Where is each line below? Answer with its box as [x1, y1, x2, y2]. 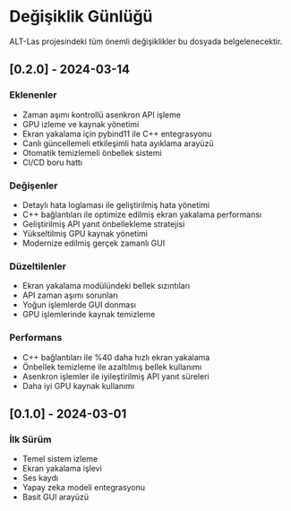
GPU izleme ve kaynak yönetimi [21, 118, 140, 129]
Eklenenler [9, 89, 57, 101]
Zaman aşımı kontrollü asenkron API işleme [21, 109, 182, 120]
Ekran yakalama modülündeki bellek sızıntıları [21, 281, 191, 291]
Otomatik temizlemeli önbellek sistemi [21, 147, 163, 158]
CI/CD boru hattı [21, 157, 83, 168]
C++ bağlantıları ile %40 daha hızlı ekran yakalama [21, 351, 210, 362]
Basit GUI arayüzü [21, 491, 90, 503]
